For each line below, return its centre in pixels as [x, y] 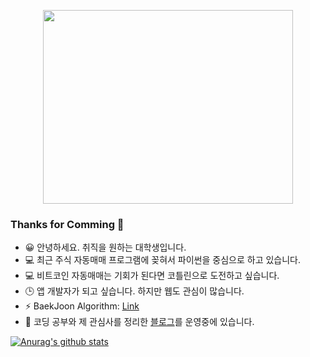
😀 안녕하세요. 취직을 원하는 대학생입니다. [105, 247]
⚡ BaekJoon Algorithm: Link [82, 306]
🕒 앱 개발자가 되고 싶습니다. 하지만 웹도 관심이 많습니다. [134, 291]
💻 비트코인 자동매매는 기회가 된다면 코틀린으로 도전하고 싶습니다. [152, 276]
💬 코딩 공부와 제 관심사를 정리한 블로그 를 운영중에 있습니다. [139, 322]
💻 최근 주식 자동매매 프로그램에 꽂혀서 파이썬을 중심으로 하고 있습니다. [163, 260]
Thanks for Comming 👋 [67, 224]
